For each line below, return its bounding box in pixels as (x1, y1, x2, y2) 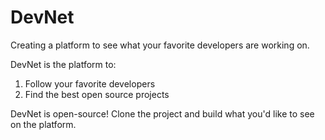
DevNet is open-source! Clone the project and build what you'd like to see (10, 107, 315, 120)
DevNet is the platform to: (10, 58, 117, 70)
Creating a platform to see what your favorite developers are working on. (10, 39, 310, 51)
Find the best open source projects (24, 88, 170, 100)
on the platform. (10, 118, 77, 130)
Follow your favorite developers (24, 77, 156, 90)
